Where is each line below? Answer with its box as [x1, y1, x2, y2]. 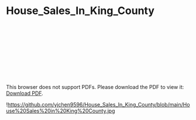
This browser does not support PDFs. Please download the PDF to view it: [6, 83, 184, 90]
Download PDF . [6, 90, 44, 97]
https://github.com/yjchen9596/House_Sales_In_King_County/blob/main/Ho [8, 101, 190, 108]
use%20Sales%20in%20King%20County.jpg [6, 107, 115, 114]
